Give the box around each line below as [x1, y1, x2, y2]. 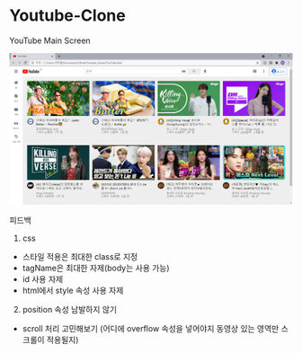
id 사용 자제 [22, 274, 64, 285]
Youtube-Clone [9, 5, 126, 26]
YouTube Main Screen [9, 35, 92, 46]
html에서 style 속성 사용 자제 [22, 285, 124, 296]
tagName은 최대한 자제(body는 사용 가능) [22, 262, 170, 274]
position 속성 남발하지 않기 [22, 304, 118, 315]
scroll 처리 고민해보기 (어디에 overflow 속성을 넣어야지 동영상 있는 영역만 [22, 323, 280, 334]
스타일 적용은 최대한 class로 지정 [22, 252, 138, 262]
